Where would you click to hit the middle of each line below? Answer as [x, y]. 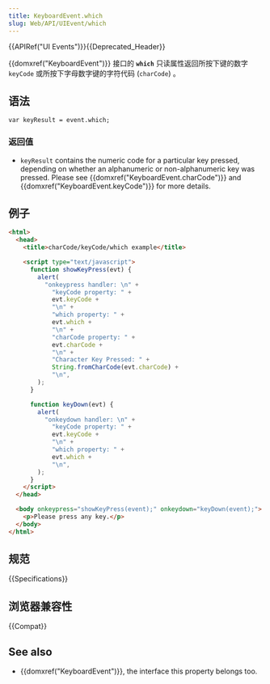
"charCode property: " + [93, 337]
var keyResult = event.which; [59, 120]
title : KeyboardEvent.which [56, 16]
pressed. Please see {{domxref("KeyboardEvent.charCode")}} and [131, 177]
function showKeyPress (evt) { [80, 269]
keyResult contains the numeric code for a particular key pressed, [130, 160]
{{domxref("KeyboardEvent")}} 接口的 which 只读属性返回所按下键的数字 [129, 63]
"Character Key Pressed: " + [101, 360]
